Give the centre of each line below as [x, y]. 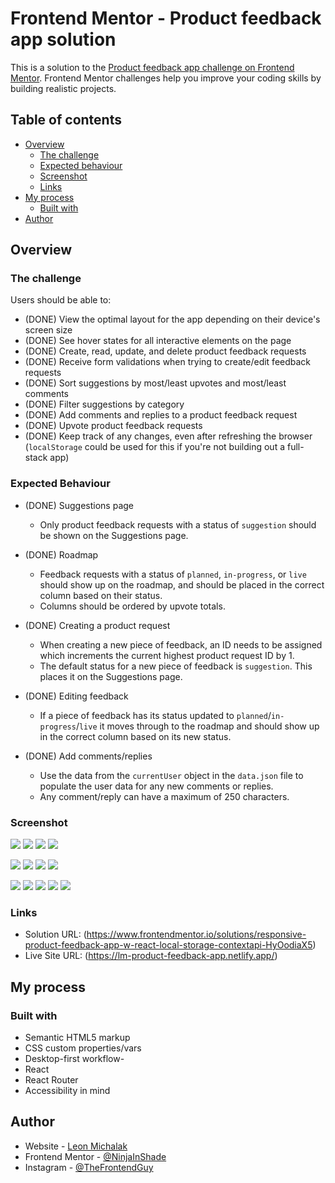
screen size [48, 330]
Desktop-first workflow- [74, 1059]
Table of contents [66, 120]
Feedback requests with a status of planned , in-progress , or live [173, 574]
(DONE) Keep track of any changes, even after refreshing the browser [168, 436]
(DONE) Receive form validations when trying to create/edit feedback [168, 362]
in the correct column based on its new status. [135, 736]
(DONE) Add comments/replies [88, 756]
